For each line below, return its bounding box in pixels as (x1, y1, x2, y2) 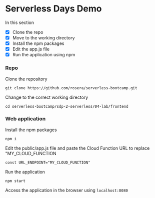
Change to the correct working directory (5, 94, 88, 100)
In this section (5, 19, 34, 25)
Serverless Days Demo (5, 3, 102, 14)
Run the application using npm (12, 52, 75, 58)
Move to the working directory (12, 35, 75, 40)
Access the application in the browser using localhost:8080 (5, 187, 128, 193)
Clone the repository (5, 76, 47, 82)
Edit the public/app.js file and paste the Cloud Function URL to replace (5, 145, 150, 151)
